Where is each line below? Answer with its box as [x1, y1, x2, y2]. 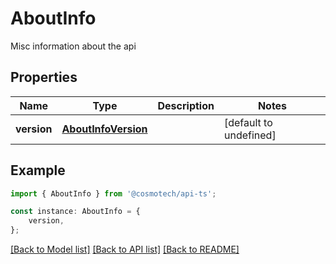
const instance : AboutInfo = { [10, 207, 141, 217]
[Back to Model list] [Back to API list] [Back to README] [10, 243, 240, 256]
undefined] [223, 128, 277, 142]
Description [157, 98, 215, 112]
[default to [223, 115, 273, 129]
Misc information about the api [10, 40, 137, 52]
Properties [10, 69, 78, 86]
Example [10, 162, 66, 179]
